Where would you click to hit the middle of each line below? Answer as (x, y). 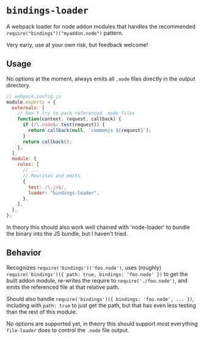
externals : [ (28, 108)
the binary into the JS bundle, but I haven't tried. (67, 233)
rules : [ (28, 165)
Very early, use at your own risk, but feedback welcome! (77, 45)
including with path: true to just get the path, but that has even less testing (101, 305)
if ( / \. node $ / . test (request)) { (64, 125)
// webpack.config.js (34, 96)
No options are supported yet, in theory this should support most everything (102, 324)
